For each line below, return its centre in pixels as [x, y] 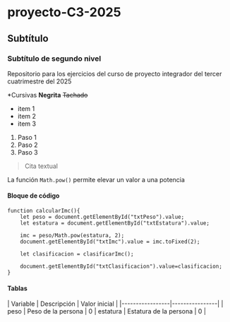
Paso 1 [27, 137]
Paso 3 [28, 152]
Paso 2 [28, 145]
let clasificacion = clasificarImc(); [77, 254]
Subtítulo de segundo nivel [54, 59]
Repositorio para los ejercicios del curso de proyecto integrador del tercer [115, 73]
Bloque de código [34, 196]
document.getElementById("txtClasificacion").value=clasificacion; [121, 267]
